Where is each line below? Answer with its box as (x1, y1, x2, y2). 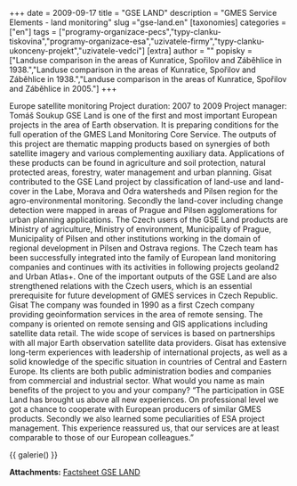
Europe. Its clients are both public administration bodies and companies (9, 366, 272, 376)
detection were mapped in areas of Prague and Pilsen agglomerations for (9, 205, 277, 215)
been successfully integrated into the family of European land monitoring (9, 252, 277, 262)
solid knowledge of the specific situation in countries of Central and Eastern (9, 357, 287, 367)
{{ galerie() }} (9, 449, 58, 460)
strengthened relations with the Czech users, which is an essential (9, 281, 253, 291)
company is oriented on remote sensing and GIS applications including (9, 318, 269, 329)
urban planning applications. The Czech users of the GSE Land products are (9, 214, 289, 225)
